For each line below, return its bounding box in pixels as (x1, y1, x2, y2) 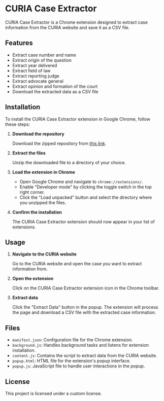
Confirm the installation (12, 209, 62, 215)
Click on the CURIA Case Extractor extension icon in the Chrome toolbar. (12, 285, 160, 291)
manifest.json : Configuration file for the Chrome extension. (12, 337, 133, 343)
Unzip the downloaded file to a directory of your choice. (12, 159, 126, 165)
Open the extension (12, 276, 54, 282)
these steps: (5, 121, 31, 127)
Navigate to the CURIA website (12, 251, 77, 257)
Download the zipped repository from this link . (12, 140, 107, 146)
